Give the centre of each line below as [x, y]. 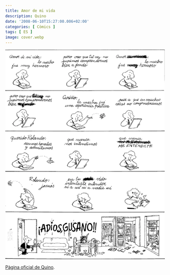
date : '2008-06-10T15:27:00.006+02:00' [47, 21]
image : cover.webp [25, 37]
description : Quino [26, 16]
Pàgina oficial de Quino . [30, 267]
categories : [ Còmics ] [30, 27]
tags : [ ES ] [19, 32]
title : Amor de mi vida [30, 11]
